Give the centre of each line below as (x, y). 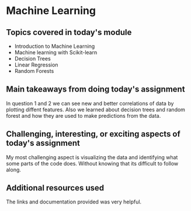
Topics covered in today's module (69, 32)
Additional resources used (55, 188)
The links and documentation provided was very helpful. (74, 202)
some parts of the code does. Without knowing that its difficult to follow (92, 163)
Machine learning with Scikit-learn (56, 52)
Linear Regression (36, 65)
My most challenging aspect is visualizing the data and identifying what (92, 157)
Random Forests (34, 71)
